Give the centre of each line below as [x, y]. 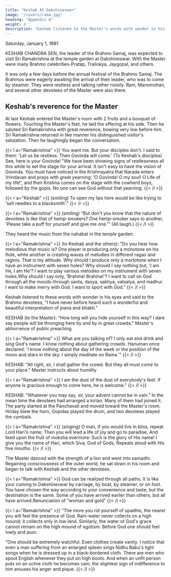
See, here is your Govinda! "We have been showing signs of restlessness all [85, 161]
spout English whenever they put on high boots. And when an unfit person [83, 558]
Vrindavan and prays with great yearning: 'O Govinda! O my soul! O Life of [83, 177]
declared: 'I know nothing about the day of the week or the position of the [82, 349]
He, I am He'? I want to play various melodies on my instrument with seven [83, 271]
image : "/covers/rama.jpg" [34, 15]
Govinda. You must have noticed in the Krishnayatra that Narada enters [80, 172]
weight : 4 [16, 24]
